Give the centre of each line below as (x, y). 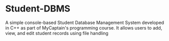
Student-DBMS (38, 9)
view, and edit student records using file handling (57, 33)
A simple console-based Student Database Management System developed (85, 22)
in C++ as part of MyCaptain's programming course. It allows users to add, (84, 27)
